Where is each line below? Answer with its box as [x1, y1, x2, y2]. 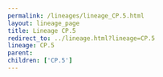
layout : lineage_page [7, 19, 80, 27]
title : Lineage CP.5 [7, 26, 77, 34]
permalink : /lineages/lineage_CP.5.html [7, 11, 145, 20]
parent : [7, 49, 34, 57]
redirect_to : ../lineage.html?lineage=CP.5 [7, 34, 156, 43]
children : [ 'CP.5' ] [7, 57, 73, 65]
